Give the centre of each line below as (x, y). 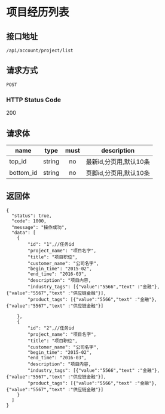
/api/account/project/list (40, 50)
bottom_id (23, 172)
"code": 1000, (29, 221)
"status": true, (32, 216)
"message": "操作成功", (39, 227)
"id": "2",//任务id (51, 328)
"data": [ (24, 233)
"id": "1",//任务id (51, 244)
